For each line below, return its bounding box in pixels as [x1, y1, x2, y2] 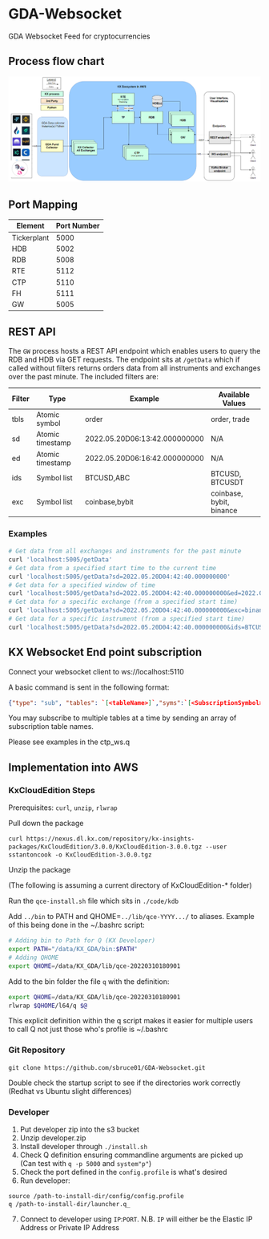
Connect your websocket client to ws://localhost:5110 [8, 666, 184, 676]
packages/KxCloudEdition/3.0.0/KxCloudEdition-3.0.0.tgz [8, 843, 203, 851]
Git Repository [8, 1044, 66, 1055]
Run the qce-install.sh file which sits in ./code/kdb [8, 896, 179, 906]
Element [16, 221, 45, 231]
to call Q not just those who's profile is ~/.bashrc [8, 1024, 168, 1035]
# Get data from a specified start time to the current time [8, 564, 217, 572]
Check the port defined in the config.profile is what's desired [19, 1168, 227, 1176]
